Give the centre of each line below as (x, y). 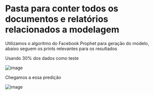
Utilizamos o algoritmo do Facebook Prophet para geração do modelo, (77, 43)
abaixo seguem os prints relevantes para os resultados (61, 48)
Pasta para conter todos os (62, 9)
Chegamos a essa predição (33, 77)
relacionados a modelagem (62, 30)
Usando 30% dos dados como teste (42, 58)
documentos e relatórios (57, 19)
